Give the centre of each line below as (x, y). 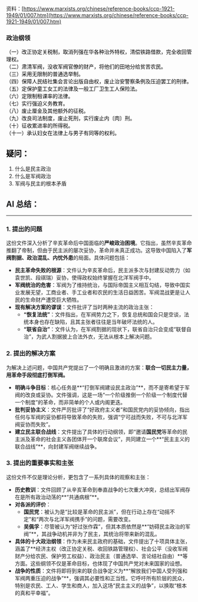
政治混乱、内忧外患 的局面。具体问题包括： (78, 258)
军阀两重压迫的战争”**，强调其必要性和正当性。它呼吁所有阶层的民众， (101, 578)
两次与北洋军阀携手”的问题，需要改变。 (86, 519)
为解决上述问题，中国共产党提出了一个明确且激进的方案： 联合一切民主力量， (99, 367)
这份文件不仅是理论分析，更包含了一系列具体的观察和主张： (78, 477)
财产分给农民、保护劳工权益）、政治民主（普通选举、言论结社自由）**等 (101, 556)
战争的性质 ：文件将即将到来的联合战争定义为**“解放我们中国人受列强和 (101, 571)
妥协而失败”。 (37, 424)
